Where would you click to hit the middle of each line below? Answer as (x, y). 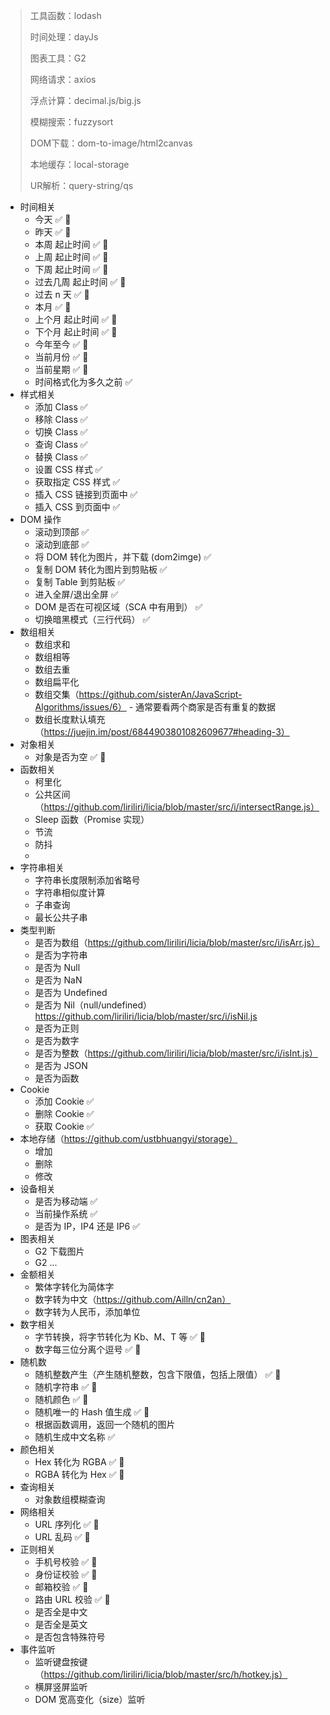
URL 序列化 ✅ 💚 (67, 1524)
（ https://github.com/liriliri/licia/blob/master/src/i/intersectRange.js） (177, 807)
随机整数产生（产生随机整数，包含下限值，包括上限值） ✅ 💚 (158, 1374)
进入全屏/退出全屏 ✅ (76, 594)
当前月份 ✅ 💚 (61, 357)
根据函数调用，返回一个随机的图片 (105, 1424)
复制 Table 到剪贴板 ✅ (80, 582)
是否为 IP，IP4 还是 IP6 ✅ (87, 1226)
